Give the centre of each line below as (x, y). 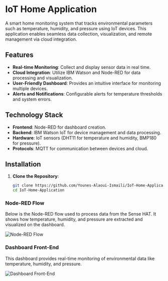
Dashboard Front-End (32, 247)
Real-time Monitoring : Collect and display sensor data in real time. (81, 67)
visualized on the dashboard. (35, 225)
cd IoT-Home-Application (38, 190)
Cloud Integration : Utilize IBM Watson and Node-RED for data (76, 72)
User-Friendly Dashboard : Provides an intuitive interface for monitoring (87, 83)
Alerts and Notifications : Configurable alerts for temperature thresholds (87, 93)
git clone (23, 185)
